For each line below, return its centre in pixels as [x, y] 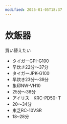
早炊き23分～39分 [30, 79]
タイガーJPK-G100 [31, 73]
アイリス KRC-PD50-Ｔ [37, 98]
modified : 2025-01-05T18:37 [34, 10]
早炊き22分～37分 [30, 67]
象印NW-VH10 [26, 85]
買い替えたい [18, 50]
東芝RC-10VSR [27, 110]
